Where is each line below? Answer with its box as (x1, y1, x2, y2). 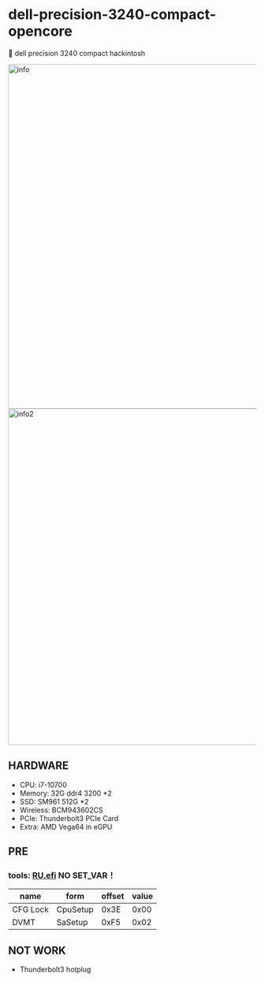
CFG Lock (12, 904, 49, 915)
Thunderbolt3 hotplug (19, 965, 91, 974)
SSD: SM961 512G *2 (19, 796, 89, 806)
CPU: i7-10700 (19, 780, 67, 789)
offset (101, 890, 125, 901)
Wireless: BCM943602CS (19, 805, 104, 815)
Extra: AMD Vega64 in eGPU (19, 822, 113, 831)
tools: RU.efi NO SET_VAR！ (8, 870, 116, 881)
